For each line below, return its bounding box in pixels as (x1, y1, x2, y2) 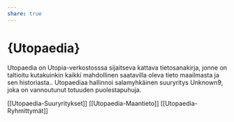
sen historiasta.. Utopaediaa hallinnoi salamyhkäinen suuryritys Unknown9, (7, 78, 224, 86)
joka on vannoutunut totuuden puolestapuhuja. (7, 85, 142, 94)
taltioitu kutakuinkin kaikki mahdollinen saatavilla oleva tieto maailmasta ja (7, 70, 220, 79)
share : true (7, 10, 42, 17)
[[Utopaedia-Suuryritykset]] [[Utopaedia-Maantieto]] (7, 99, 159, 107)
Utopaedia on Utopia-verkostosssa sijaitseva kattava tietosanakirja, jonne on (7, 63, 228, 72)
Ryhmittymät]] (7, 106, 49, 115)
